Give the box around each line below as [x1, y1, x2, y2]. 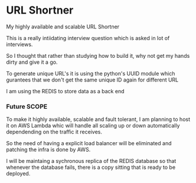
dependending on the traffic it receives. [6, 128, 102, 136]
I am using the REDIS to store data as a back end [6, 87, 125, 94]
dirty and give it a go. [6, 58, 58, 66]
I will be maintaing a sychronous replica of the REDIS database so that [6, 158, 177, 165]
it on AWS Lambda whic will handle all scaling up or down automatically [6, 122, 180, 129]
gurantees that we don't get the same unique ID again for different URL [6, 76, 179, 83]
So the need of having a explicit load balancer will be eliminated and [6, 140, 172, 147]
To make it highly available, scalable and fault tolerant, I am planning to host [6, 116, 191, 123]
